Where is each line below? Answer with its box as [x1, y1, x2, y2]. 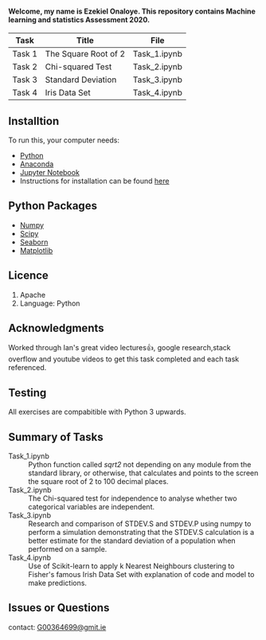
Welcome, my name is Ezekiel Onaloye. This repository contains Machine [8, 6, 256, 16]
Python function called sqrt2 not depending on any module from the [28, 460, 252, 470]
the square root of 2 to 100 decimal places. [28, 477, 169, 486]
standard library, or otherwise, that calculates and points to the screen [28, 468, 259, 478]
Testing [8, 386, 47, 400]
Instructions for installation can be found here [19, 176, 170, 186]
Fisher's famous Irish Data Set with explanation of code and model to [28, 570, 255, 580]
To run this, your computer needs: [8, 135, 120, 145]
